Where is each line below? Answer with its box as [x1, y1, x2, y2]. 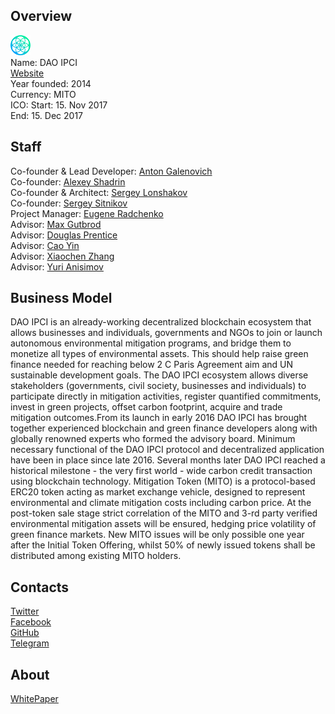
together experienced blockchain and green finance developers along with [10, 422, 318, 434]
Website [10, 67, 45, 79]
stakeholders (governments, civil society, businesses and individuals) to [10, 380, 307, 392]
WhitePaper [10, 693, 59, 705]
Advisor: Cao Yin [10, 239, 80, 251]
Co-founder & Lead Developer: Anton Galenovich [10, 165, 213, 177]
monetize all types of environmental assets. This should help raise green [10, 348, 309, 360]
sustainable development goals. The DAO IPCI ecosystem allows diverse [10, 369, 309, 381]
